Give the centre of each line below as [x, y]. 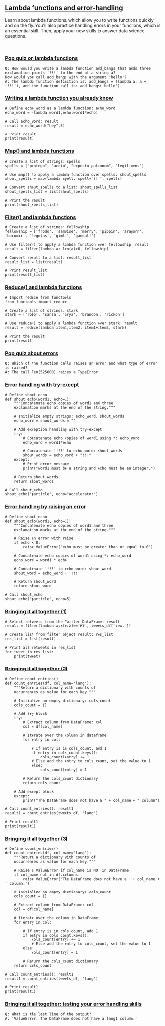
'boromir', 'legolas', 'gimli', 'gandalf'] [50, 236]
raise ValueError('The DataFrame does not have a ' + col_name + [91, 879]
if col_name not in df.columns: [47, 875]
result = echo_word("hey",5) [35, 126]
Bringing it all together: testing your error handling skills [73, 1004]
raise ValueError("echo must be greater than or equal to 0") [88, 547]
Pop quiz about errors [32, 353]
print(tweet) [27, 656]
